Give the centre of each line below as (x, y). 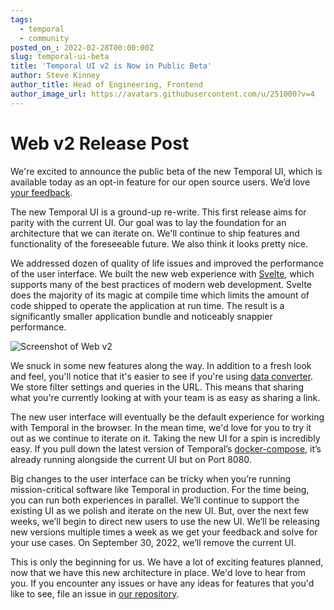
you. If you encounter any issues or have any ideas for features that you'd (162, 583)
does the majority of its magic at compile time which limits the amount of (160, 295)
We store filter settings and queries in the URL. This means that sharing (157, 387)
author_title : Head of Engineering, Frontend (106, 85)
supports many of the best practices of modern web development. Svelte (161, 284)
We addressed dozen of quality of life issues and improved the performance (167, 263)
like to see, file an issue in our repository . (95, 593)
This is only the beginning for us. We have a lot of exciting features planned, (167, 562)
